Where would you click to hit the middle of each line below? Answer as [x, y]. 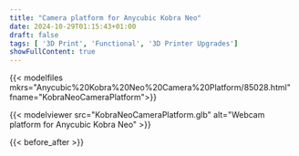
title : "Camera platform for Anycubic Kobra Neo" [106, 18]
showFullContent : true [52, 52]
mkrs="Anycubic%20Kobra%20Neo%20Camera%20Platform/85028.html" [150, 88]
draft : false [34, 35]
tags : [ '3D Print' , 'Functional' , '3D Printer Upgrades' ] [124, 43]
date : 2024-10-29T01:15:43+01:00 [73, 26]
